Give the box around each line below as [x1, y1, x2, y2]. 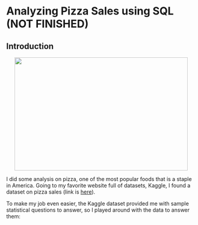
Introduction [6, 41, 54, 51]
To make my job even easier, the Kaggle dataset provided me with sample [6, 200, 190, 207]
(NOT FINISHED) [6, 17, 89, 31]
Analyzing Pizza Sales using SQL [6, 4, 174, 18]
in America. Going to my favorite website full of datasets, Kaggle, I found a [6, 182, 191, 189]
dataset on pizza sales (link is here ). [6, 188, 96, 195]
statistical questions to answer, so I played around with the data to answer [6, 206, 190, 214]
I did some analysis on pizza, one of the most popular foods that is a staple [6, 176, 192, 182]
